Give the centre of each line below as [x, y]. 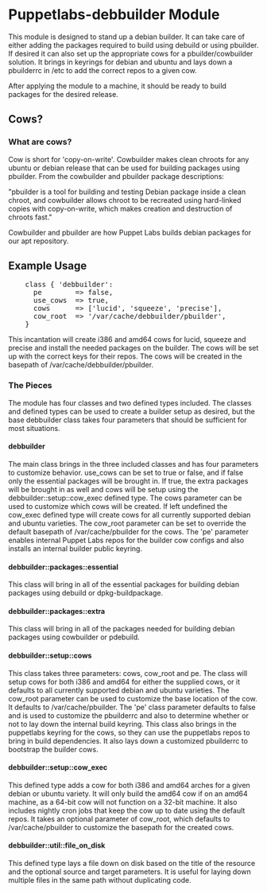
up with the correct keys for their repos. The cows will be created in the [125, 356]
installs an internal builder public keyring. [75, 548]
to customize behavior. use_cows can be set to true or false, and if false [126, 472]
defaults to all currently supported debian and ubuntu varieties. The [119, 690]
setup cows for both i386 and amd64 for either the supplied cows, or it [124, 681]
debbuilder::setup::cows [50, 655]
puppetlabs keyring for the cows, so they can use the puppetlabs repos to [129, 732]
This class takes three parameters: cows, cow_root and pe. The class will [128, 673]
